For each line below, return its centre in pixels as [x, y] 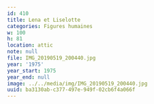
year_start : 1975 [32, 70]
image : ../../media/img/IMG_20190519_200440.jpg [77, 83]
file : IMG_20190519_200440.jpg [51, 58]
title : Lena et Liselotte [44, 20]
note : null [22, 52]
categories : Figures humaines [50, 26]
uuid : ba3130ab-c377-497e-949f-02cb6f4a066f [71, 90]
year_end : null [29, 77]
